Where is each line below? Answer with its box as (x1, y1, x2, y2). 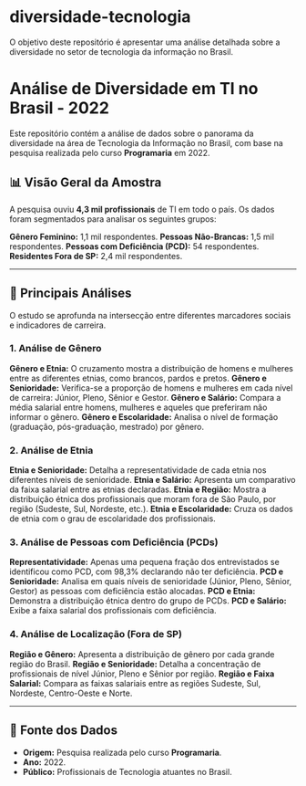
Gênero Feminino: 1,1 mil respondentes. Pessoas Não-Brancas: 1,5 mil (9, 231, 275, 242)
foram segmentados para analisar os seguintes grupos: (9, 213, 217, 225)
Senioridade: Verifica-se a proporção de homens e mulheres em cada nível (9, 382, 293, 393)
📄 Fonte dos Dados (9, 723, 118, 739)
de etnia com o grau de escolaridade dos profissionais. (9, 513, 216, 524)
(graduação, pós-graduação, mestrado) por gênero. (9, 421, 205, 432)
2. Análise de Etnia (9, 444, 94, 456)
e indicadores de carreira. (9, 320, 107, 330)
